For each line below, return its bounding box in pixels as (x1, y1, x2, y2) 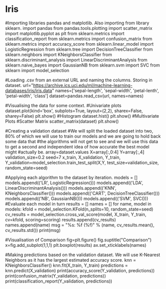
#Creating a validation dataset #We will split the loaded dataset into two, (5, 128, 154, 134)
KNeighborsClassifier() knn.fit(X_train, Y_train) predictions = (5, 262, 128, 268)
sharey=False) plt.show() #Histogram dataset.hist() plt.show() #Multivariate (5, 113, 160, 119)
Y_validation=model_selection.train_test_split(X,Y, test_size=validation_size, (5, 159, 159, 165)
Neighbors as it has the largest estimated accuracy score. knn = (5, 257, 136, 263)
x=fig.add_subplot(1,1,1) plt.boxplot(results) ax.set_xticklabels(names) (5, 242, 147, 248)
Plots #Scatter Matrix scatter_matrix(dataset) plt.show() (5, 118, 119, 124)
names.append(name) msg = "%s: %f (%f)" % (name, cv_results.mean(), (5, 222, 155, 228)
